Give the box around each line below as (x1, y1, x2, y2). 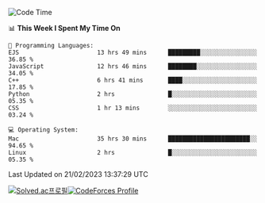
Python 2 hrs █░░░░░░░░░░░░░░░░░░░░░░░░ (8, 90, 258, 98)
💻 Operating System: (8, 126, 79, 134)
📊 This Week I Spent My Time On (8, 24, 121, 33)
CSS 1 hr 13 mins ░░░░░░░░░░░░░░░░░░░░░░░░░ (8, 104, 258, 112)
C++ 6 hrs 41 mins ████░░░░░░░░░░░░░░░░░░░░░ (8, 76, 258, 84)
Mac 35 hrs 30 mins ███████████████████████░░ (8, 135, 258, 143)
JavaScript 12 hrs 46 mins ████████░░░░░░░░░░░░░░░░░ (8, 63, 258, 71)
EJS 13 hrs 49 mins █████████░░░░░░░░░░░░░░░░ (8, 48, 258, 56)
